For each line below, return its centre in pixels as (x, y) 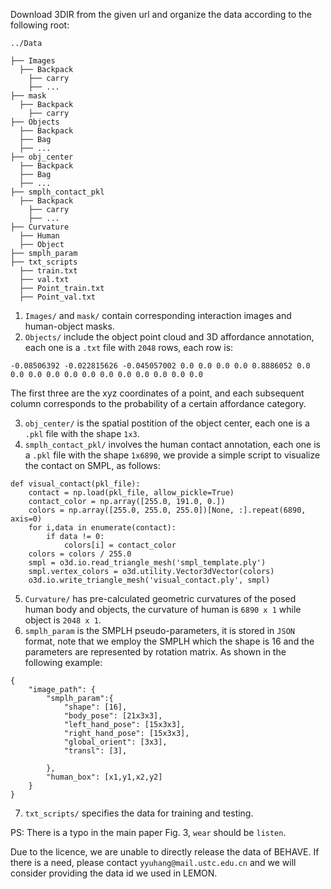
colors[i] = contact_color (120, 545)
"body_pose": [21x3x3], (113, 716)
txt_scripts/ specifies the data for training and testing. (139, 813)
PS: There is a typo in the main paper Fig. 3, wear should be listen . (148, 832)
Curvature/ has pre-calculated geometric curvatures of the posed (160, 598)
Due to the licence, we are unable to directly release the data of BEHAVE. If (165, 852)
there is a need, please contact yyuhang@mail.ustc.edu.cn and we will (153, 862)
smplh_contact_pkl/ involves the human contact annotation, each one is (172, 444)
